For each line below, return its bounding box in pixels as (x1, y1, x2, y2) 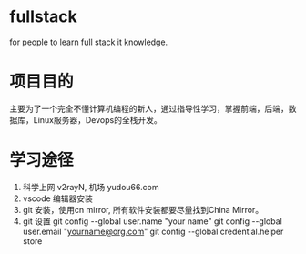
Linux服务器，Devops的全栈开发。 (33, 114, 162, 125)
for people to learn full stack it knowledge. (9, 36, 168, 47)
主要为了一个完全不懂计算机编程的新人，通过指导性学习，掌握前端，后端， (9, 103, 289, 114)
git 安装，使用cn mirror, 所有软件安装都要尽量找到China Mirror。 (22, 204, 264, 215)
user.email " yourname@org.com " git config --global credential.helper (22, 226, 284, 237)
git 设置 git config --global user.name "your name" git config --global (22, 216, 282, 227)
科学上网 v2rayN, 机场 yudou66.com (22, 181, 159, 192)
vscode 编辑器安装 (22, 193, 94, 204)
